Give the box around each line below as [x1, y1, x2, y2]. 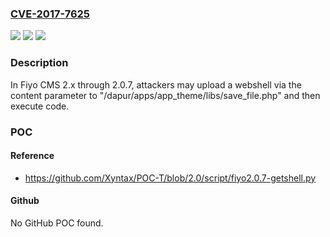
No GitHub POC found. [10, 217, 104, 229]
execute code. [10, 100, 70, 112]
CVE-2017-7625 [10, 7, 91, 21]
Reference [10, 150, 55, 162]
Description [10, 56, 69, 70]
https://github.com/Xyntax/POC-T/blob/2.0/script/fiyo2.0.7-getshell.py [24, 172, 317, 184]
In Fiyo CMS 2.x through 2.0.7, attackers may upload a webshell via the [10, 78, 302, 91]
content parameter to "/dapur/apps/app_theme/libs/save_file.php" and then [10, 89, 321, 101]
